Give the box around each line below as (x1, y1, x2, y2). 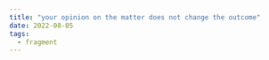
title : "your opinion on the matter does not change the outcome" (9, 12, 261, 22)
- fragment (17, 37, 58, 47)
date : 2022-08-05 (9, 21, 74, 30)
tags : (9, 29, 29, 38)
